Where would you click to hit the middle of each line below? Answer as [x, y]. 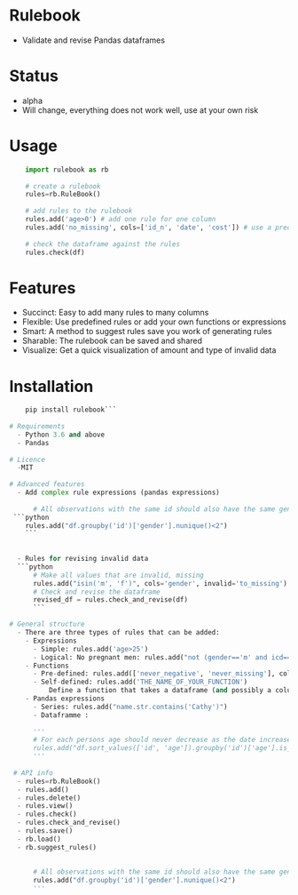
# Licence [27, 459]
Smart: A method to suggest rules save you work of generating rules [147, 332]
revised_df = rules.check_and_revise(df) [110, 600]
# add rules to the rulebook [79, 211]
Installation [51, 386]
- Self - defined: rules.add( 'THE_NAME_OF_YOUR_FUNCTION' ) [140, 682]
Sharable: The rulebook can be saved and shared [112, 341]
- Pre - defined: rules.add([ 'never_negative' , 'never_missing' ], [154, 674]
